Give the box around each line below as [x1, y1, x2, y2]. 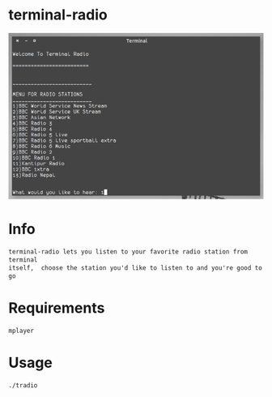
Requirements [8, 299, 105, 318]
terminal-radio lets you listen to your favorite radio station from [8, 247, 249, 256]
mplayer [8, 327, 35, 335]
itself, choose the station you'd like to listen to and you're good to [8, 263, 263, 272]
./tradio [8, 381, 38, 390]
